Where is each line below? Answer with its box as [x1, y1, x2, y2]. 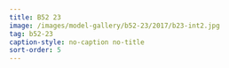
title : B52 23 [9, 12, 62, 22]
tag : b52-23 [9, 29, 53, 38]
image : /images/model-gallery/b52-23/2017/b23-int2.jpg [9, 21, 220, 30]
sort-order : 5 [9, 46, 62, 55]
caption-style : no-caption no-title [9, 37, 145, 47]
